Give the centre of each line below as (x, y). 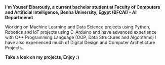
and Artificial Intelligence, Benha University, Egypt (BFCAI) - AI (71, 12)
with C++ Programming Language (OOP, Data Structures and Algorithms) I (81, 37)
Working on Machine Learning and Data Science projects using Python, (78, 27)
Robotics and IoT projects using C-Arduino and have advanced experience (81, 32)
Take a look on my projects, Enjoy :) (42, 57)
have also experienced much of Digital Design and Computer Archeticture (80, 43)
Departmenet (19, 17)
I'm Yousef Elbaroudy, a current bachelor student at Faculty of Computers (83, 7)
